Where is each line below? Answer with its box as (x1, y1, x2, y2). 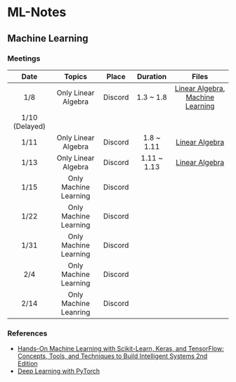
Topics (64, 71, 88, 81)
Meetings (7, 54, 41, 63)
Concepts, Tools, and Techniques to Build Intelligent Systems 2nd (17, 352, 208, 360)
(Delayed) (13, 121, 46, 131)
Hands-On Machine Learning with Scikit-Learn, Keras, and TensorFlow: (17, 345, 224, 353)
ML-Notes (7, 4, 67, 20)
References (7, 328, 48, 338)
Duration (136, 71, 167, 81)
